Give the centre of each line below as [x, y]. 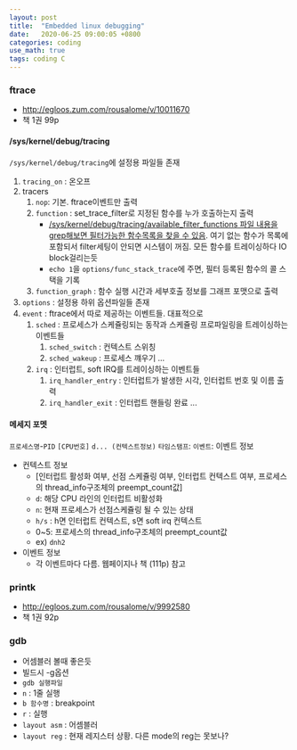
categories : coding [45, 42]
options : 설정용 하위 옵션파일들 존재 [86, 302]
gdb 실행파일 [43, 683]
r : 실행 [35, 713]
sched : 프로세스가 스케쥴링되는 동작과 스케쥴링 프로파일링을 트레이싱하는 [162, 324]
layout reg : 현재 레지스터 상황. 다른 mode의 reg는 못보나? [125, 736]
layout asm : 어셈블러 [60, 725]
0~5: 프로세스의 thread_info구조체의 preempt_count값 [132, 532]
